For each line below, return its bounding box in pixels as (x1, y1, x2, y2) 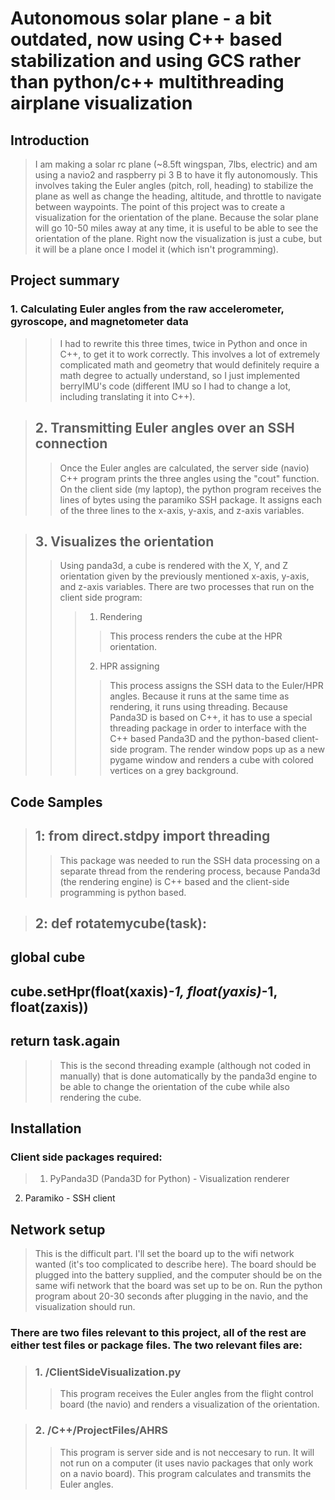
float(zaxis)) (10, 998, 89, 1016)
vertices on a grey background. (109, 765, 239, 777)
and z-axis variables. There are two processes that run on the (59, 581, 315, 593)
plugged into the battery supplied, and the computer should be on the (34, 1269, 323, 1281)
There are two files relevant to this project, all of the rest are (10, 1325, 307, 1339)
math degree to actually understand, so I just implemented (59, 369, 301, 381)
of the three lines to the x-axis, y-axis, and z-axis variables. (59, 504, 305, 516)
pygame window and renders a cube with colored (109, 754, 314, 766)
